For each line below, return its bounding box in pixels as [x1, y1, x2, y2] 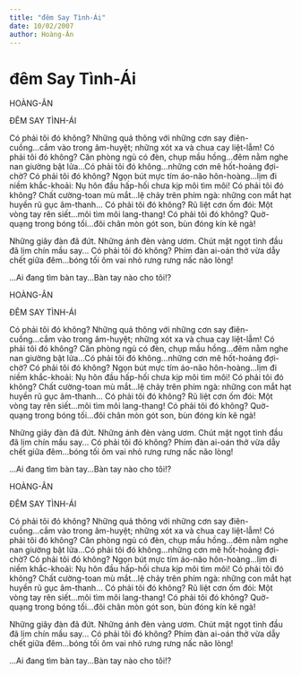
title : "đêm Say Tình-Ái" [9, 13, 106, 22]
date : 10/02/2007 [9, 22, 74, 30]
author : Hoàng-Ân [9, 30, 74, 39]
